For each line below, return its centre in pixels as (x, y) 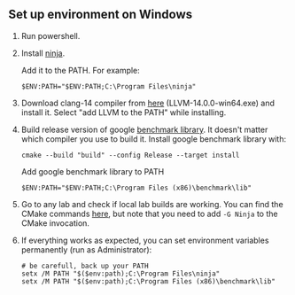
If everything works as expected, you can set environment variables (145, 240)
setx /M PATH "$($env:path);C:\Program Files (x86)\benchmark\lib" (148, 281)
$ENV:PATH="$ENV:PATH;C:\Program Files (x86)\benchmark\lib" (136, 188)
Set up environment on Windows (101, 15)
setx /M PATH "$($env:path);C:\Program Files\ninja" (120, 274)
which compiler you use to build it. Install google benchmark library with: (154, 139)
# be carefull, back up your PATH (85, 266)
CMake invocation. (55, 223)
